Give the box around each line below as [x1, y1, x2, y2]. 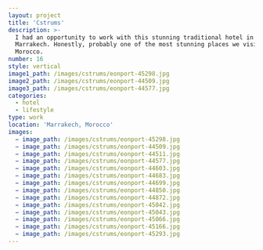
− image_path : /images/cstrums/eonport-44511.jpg [15, 150, 180, 158]
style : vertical [8, 63, 61, 71]
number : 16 [8, 56, 44, 63]
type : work [8, 114, 44, 121]
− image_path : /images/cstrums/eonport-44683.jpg [15, 172, 180, 180]
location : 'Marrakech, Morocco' [8, 121, 113, 129]
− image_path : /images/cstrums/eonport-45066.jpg [15, 216, 180, 223]
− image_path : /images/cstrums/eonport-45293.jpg [15, 230, 180, 238]
